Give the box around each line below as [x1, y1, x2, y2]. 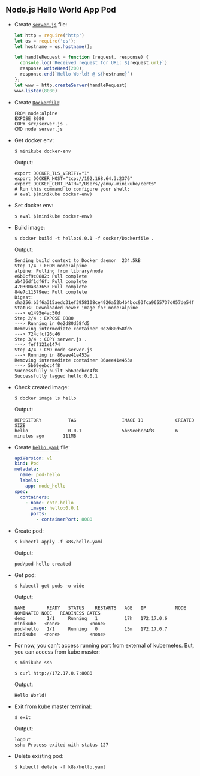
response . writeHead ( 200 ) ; [20, 65, 84, 71]
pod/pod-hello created [14, 561, 71, 567]
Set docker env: [14, 201, 54, 209]
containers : [20, 494, 50, 500]
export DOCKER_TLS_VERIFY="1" [14, 170, 90, 176]
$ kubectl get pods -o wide [14, 583, 84, 589]
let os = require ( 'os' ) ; [14, 38, 77, 44]
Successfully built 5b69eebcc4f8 [14, 368, 98, 374]
